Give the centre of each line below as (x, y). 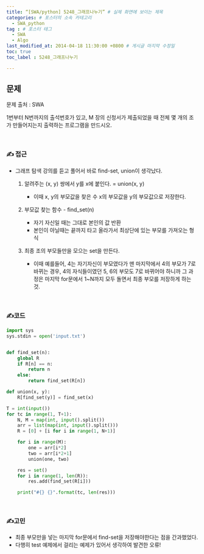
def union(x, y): (28, 392)
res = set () (32, 470)
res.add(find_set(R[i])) (60, 481)
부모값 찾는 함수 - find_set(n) (59, 209)
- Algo (20, 40)
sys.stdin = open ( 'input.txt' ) (46, 336)
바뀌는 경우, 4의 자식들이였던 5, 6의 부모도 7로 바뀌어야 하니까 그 (110, 271)
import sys (20, 331)
